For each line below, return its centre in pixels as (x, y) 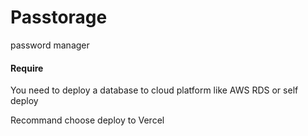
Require (27, 68)
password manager (50, 45)
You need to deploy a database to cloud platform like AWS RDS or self (154, 90)
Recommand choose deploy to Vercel (87, 120)
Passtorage (59, 17)
